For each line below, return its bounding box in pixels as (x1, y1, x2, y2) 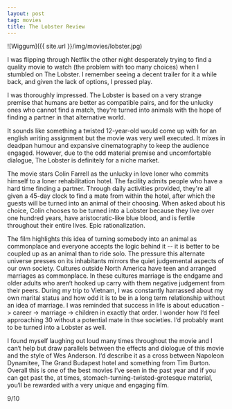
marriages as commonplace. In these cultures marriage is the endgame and (7, 272, 223, 280)
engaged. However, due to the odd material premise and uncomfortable (7, 149, 211, 157)
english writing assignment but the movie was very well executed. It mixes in (7, 134, 226, 142)
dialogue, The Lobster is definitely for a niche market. (7, 156, 160, 165)
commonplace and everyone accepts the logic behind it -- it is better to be (7, 242, 220, 251)
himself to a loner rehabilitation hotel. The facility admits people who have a (7, 177, 223, 185)
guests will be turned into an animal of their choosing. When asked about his (7, 199, 226, 208)
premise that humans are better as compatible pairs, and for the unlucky (7, 99, 213, 107)
